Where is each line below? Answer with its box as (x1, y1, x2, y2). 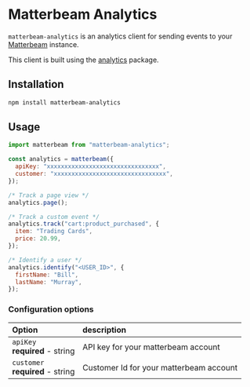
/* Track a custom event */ (8, 213, 100, 221)
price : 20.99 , (15, 235, 61, 243)
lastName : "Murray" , (15, 278, 82, 286)
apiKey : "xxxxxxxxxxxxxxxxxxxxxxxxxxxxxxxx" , (15, 162, 167, 170)
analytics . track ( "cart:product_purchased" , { (8, 220, 159, 228)
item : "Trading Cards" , (15, 228, 92, 235)
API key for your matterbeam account (82, 341, 221, 352)
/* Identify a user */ (8, 256, 82, 264)
